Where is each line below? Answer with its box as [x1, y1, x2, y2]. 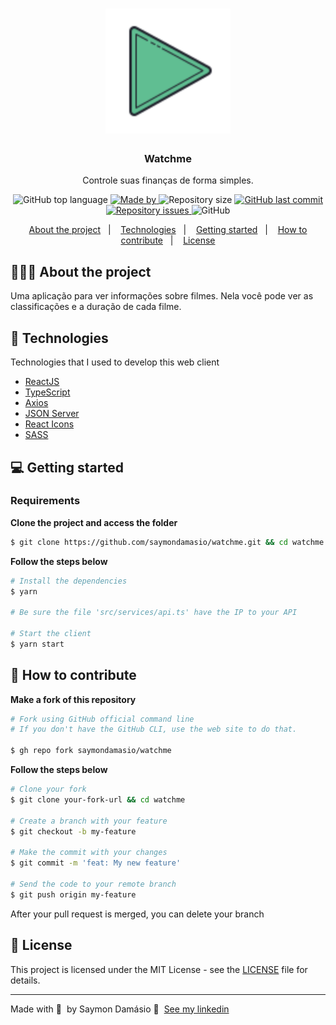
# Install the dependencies [10, 576, 128, 586]
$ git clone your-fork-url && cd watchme [10, 794, 186, 805]
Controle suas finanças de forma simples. [82, 174, 254, 187]
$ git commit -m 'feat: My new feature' [10, 858, 182, 868]
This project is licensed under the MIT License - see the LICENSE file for [10, 963, 308, 975]
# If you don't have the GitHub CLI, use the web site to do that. [10, 724, 298, 735]
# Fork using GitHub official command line [10, 714, 195, 724]
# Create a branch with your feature [10, 816, 168, 826]
